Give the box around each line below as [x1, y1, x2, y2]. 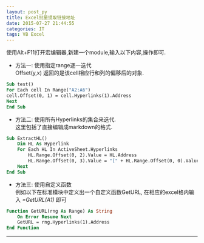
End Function [6, 225, 39, 231]
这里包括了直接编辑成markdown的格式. [15, 123, 113, 130]
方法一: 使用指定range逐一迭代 [15, 62, 92, 69]
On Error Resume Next [17, 213, 72, 220]
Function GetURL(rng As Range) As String [6, 208, 113, 214]
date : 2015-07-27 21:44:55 [6, 20, 75, 26]
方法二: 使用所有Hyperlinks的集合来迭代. [15, 116, 117, 123]
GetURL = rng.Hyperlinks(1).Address [17, 219, 110, 225]
